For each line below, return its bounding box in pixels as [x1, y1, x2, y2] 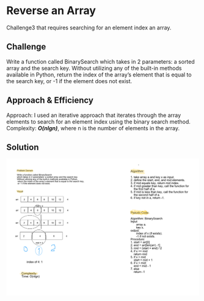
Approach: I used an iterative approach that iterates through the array [6, 111, 181, 119]
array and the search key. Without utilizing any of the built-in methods [6, 64, 182, 72]
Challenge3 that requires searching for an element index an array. [6, 24, 172, 31]
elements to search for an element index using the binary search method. [6, 117, 191, 125]
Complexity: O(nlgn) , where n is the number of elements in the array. [6, 124, 180, 132]
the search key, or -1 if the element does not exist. [6, 77, 133, 84]
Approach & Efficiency [6, 95, 93, 106]
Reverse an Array [6, 4, 97, 18]
